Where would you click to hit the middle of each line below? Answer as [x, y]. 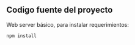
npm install [21, 36]
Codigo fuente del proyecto [60, 10]
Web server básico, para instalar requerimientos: [68, 24]
